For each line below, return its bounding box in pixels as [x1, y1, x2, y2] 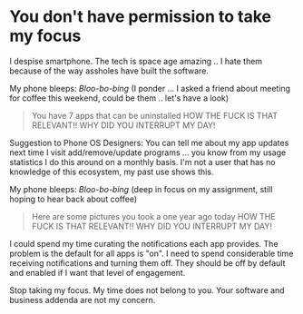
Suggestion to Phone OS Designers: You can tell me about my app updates [9, 137, 289, 148]
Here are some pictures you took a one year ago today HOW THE [31, 211, 276, 221]
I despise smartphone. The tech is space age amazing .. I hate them [9, 55, 263, 66]
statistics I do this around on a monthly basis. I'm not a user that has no [9, 156, 276, 167]
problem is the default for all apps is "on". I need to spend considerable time [9, 248, 294, 259]
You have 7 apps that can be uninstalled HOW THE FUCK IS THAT [31, 110, 279, 121]
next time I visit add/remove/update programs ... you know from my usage [9, 147, 287, 158]
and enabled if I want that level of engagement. [9, 267, 186, 278]
